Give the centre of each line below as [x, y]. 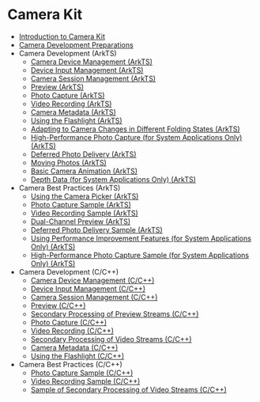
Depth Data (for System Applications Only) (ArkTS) [113, 179]
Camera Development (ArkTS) [68, 53]
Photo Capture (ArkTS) [68, 95]
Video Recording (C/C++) [72, 331]
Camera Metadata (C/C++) [74, 347]
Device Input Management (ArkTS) [87, 70]
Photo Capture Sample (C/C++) [82, 373]
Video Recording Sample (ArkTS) [85, 213]
